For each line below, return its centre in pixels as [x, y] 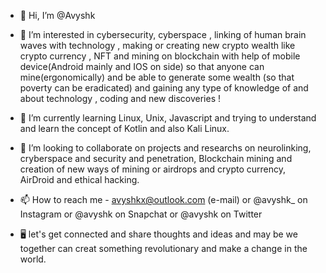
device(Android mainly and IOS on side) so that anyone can [142, 66]
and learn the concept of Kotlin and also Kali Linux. [124, 128]
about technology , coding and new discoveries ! [120, 98]
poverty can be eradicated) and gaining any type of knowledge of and [164, 88]
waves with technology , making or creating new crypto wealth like [157, 45]
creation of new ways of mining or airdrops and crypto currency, [152, 169]
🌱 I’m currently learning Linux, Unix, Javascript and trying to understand [168, 118]
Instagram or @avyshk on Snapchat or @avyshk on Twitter [141, 214]
